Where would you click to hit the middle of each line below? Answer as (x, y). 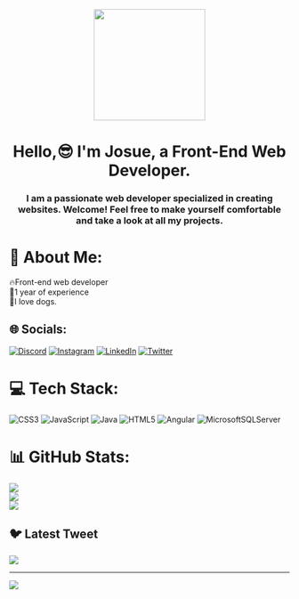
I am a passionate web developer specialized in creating (149, 198)
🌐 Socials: (38, 330)
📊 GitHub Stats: (70, 457)
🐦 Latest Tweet (54, 534)
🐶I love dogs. (33, 302)
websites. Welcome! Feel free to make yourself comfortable (149, 210)
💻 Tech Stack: (64, 389)
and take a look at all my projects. (149, 221)
